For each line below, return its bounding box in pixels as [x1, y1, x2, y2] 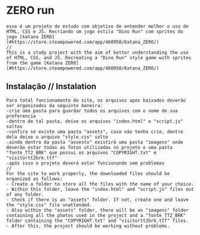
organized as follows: [6, 176, 63, 182]
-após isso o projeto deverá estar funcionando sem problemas [6, 160, 165, 166]
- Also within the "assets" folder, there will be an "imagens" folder [6, 207, 189, 213]
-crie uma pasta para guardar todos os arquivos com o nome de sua [6, 108, 178, 114]
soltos [6, 123, 23, 129]
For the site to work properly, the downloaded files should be [6, 170, 170, 176]
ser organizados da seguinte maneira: [6, 102, 103, 108]
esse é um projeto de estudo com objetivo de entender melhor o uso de [6, 23, 189, 29]
